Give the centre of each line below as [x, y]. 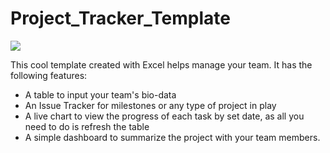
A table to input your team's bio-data [100, 94]
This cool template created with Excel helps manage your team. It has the [161, 64]
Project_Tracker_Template [120, 18]
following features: [49, 75]
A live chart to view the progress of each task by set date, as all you [164, 116]
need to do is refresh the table [87, 126]
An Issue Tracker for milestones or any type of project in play [150, 105]
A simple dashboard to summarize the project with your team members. [172, 137]
